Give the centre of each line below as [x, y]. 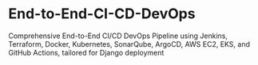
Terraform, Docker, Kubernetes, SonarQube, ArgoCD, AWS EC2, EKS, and [129, 44]
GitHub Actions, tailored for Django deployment [86, 52]
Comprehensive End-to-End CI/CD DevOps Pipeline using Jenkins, [118, 36]
